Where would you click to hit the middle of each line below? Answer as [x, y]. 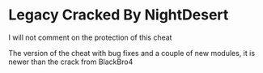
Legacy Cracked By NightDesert [119, 15]
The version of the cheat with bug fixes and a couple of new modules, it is [132, 53]
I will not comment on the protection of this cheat [90, 37]
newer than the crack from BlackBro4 [71, 62]
